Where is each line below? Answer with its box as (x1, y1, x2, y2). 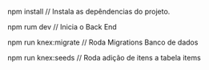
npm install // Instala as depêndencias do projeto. (7, 7, 171, 16)
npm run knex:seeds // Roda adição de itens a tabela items (7, 53, 201, 62)
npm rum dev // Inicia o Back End (7, 22, 117, 31)
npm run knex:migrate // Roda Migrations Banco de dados (7, 37, 199, 47)
